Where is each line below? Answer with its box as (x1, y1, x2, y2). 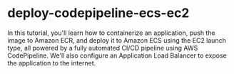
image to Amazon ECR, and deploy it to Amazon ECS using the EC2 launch (7, 36, 226, 44)
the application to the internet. (7, 58, 96, 67)
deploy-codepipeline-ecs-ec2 (7, 5, 190, 21)
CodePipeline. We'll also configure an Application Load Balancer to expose (7, 51, 227, 60)
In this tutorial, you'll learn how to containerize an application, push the (7, 28, 215, 37)
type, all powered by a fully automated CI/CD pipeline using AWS (7, 43, 198, 52)
